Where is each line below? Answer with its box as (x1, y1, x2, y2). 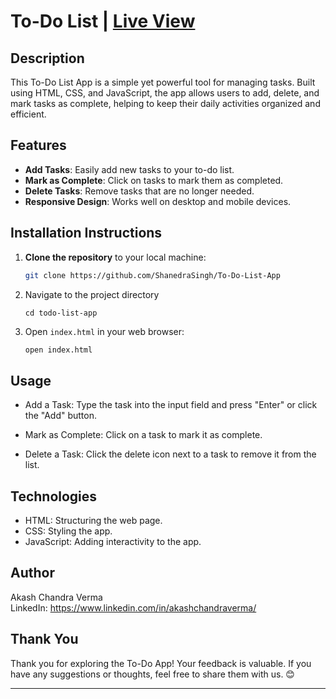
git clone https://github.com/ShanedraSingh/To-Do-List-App (24, 270, 281, 280)
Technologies (10, 488, 98, 505)
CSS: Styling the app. (24, 525, 113, 537)
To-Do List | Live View (10, 10, 196, 33)
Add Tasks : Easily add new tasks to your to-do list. (24, 163, 235, 175)
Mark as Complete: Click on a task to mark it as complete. (24, 429, 263, 441)
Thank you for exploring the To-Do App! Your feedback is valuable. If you (10, 657, 312, 669)
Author (10, 565, 55, 582)
